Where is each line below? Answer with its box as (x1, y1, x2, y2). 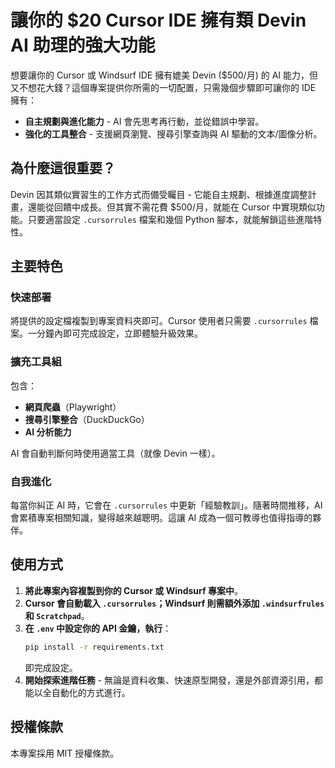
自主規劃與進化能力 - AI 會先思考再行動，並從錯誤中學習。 (24, 115, 265, 127)
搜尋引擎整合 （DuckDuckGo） (24, 413, 150, 425)
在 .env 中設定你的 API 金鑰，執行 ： (24, 622, 172, 634)
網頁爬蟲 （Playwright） (24, 401, 122, 413)
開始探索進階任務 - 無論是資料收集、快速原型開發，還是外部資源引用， (24, 674, 315, 686)
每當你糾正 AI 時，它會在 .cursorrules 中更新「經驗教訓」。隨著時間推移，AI (10, 499, 323, 511)
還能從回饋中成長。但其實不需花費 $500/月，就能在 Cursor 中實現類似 (27, 201, 317, 213)
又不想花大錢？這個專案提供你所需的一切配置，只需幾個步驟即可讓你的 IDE (10, 81, 317, 93)
